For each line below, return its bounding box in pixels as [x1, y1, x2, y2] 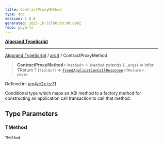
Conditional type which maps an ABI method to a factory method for [5, 90, 142, 96]
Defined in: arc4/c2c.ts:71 [5, 81, 57, 87]
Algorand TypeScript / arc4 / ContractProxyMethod [5, 53, 108, 58]
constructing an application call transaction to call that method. [5, 95, 131, 101]
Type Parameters [5, 109, 58, 118]
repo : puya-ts [5, 25, 34, 30]
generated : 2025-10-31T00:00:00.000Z [5, 20, 81, 26]
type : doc [5, 12, 25, 17]
